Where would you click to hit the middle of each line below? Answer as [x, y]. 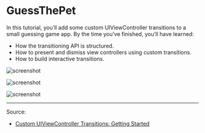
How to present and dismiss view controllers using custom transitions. [103, 52]
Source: [16, 112]
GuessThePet [41, 11]
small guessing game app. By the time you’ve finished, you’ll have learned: [100, 34]
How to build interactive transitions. [60, 59]
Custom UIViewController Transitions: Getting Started [82, 123]
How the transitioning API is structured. [64, 46]
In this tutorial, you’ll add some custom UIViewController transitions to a [96, 27]
